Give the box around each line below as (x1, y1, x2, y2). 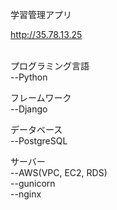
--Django (10, 103, 48, 115)
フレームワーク (10, 92, 72, 103)
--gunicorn (10, 178, 56, 189)
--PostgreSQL (10, 135, 68, 147)
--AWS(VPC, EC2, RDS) (10, 167, 108, 178)
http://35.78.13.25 (10, 29, 83, 40)
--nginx (10, 188, 42, 200)
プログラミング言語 (10, 60, 90, 72)
